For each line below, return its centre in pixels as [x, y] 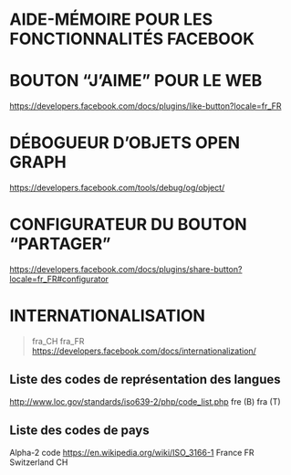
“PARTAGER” [60, 244]
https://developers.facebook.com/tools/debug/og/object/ [117, 188]
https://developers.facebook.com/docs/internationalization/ [144, 351]
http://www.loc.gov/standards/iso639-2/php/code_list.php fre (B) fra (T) [145, 401]
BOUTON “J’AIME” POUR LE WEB [136, 81]
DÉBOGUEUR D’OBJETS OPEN [125, 143]
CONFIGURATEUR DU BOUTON [129, 225]
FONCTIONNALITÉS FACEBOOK [132, 39]
